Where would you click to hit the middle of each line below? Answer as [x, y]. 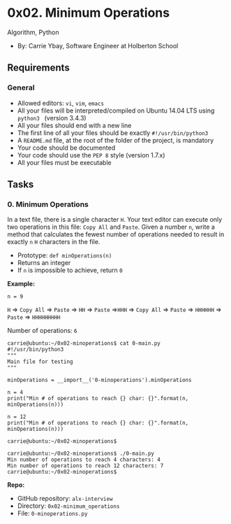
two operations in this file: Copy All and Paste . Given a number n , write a [111, 227]
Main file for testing [40, 362]
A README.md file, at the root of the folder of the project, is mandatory [115, 140]
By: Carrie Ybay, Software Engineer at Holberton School [98, 45]
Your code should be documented [66, 148]
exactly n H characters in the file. [54, 242]
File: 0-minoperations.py [52, 514]
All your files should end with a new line [74, 125]
